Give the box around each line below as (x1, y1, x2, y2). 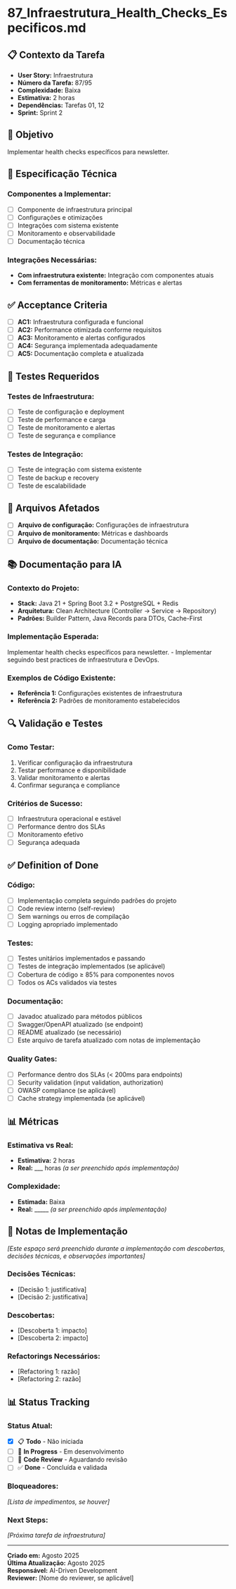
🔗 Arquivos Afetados (7, 502, 100, 514)
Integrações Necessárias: (7, 255, 97, 265)
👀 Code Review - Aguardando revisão (17, 1455, 128, 1464)
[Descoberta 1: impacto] (17, 1326, 88, 1335)
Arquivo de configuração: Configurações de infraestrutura (17, 521, 190, 529)
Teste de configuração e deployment (17, 407, 125, 416)
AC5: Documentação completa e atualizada (17, 350, 144, 358)
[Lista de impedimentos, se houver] (7, 1497, 110, 1506)
